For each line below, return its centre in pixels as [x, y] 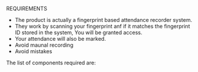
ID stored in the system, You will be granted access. [78, 32]
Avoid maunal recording [44, 45]
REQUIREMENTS [27, 9]
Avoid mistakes [33, 51]
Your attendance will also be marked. [60, 39]
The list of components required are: [51, 63]
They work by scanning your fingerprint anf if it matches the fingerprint [102, 26]
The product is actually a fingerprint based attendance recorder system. [103, 20]
